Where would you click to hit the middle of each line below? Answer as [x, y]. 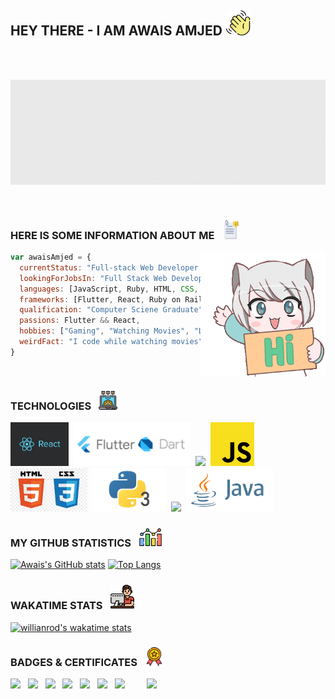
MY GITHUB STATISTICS [71, 543]
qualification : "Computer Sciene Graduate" [111, 310]
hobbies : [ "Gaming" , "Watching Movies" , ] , [156, 331]
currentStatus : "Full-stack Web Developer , [145, 267]
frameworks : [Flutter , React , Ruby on [100, 299]
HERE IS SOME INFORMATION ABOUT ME [112, 235]
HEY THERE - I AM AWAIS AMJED [116, 31]
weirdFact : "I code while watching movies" [111, 342]
